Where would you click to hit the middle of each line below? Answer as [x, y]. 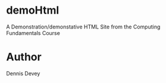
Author [24, 57]
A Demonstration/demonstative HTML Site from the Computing [83, 27]
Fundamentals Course [33, 33]
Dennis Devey [23, 73]
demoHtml [33, 10]
